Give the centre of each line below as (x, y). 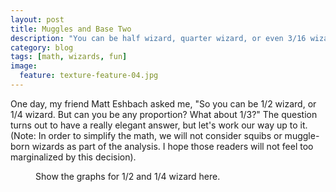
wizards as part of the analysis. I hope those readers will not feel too (172, 146)
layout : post (37, 19)
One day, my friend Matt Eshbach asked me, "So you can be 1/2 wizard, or (163, 103)
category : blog (42, 47)
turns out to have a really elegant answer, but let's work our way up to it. (159, 125)
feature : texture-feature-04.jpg (89, 76)
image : (24, 66)
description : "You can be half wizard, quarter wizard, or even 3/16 (158, 38)
